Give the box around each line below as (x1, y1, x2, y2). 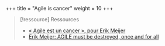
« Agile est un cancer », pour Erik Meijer (28, 27, 126, 34)
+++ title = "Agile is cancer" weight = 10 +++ (5, 5, 114, 11)
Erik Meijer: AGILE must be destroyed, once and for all (28, 33, 159, 40)
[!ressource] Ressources (19, 16, 80, 22)
